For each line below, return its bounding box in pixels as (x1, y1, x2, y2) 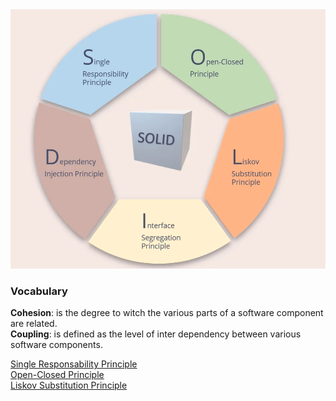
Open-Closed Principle (10, 369, 105, 381)
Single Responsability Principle (10, 358, 138, 370)
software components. (10, 339, 103, 351)
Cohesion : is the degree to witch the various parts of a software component (10, 307, 324, 319)
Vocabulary (10, 284, 68, 298)
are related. (10, 318, 58, 330)
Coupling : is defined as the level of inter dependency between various (10, 328, 302, 340)
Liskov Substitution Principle (10, 379, 128, 392)
